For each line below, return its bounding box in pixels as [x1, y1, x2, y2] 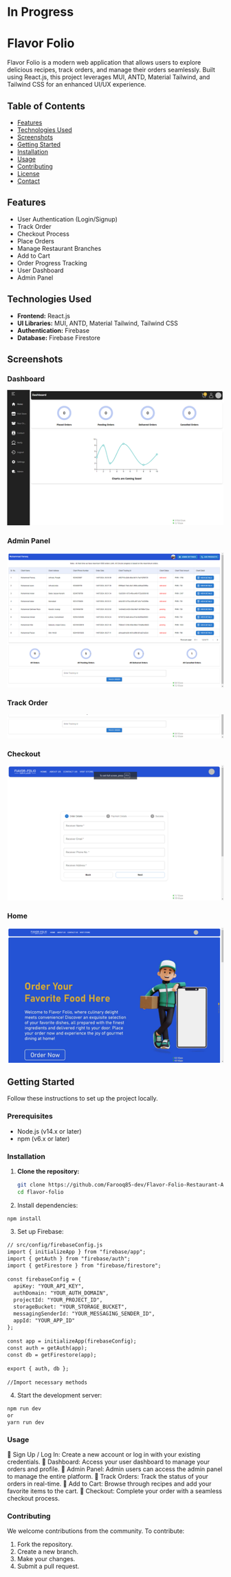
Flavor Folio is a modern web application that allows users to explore [7, 58, 201, 67]
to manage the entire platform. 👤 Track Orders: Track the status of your [7, 1473, 208, 1480]
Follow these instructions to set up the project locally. [7, 1094, 158, 1103]
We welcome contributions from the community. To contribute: [7, 1527, 185, 1535]
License [16, 169, 40, 177]
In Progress [7, 4, 74, 20]
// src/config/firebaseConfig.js [7, 1242, 103, 1248]
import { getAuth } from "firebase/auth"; [7, 1255, 131, 1262]
